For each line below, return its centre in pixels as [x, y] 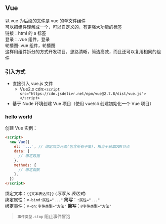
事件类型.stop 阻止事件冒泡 [44, 217]
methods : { [25, 165]
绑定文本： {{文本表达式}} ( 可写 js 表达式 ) [45, 194]
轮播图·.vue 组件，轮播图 [30, 45]
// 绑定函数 [29, 170]
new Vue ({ [20, 142]
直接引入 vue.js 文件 [33, 84]
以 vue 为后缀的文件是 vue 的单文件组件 [45, 21]
